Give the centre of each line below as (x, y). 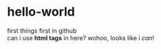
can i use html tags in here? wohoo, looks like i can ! (81, 37)
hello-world (41, 12)
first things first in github (42, 31)
